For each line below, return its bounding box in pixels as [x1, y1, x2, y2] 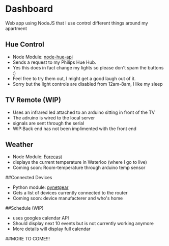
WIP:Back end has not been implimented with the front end [12, 126, 136, 132]
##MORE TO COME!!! [5, 236, 50, 242]
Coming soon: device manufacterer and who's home [12, 195, 123, 202]
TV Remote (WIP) [5, 95, 61, 105]
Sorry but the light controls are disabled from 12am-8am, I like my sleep [12, 81, 163, 87]
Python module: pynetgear [12, 184, 69, 190]
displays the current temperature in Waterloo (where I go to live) [12, 159, 148, 165]
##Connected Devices [5, 175, 52, 181]
